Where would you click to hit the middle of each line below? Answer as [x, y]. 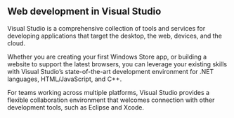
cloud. [17, 43]
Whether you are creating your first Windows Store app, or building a [107, 57]
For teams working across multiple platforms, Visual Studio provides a [108, 92]
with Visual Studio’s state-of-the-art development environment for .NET [111, 71]
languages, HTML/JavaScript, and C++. [65, 79]
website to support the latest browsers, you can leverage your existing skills [117, 64]
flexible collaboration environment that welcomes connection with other [111, 100]
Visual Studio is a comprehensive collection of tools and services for [106, 28]
